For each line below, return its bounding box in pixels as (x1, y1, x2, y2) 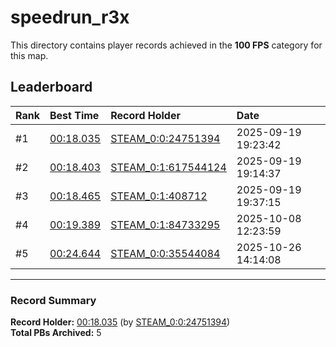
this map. (10, 49, 49, 61)
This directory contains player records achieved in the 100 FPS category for (10, 39, 323, 51)
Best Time (49, 108, 100, 122)
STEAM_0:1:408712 (110, 189, 208, 203)
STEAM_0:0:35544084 (110, 246, 221, 260)
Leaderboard (10, 79, 93, 96)
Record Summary (10, 293, 97, 307)
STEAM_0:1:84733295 (110, 217, 221, 231)
